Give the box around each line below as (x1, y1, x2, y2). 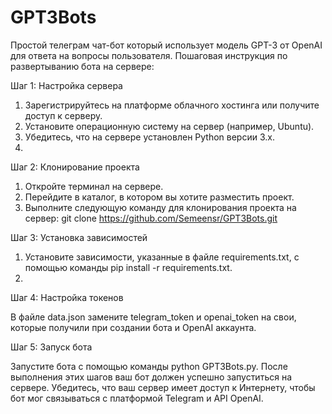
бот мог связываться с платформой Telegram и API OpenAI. (10, 392, 264, 404)
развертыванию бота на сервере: (10, 60, 155, 72)
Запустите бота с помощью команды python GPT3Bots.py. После (10, 360, 288, 372)
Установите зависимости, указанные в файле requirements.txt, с (24, 251, 300, 263)
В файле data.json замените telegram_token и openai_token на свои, (10, 311, 297, 323)
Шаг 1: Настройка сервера (10, 79, 123, 91)
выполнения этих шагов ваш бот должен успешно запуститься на (10, 371, 293, 383)
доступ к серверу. (24, 109, 103, 121)
